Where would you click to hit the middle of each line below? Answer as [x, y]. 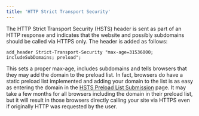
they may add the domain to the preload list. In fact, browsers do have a [95, 74]
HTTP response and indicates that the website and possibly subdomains [95, 35]
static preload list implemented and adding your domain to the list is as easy [99, 81]
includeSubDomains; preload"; [44, 57]
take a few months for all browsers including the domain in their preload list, [99, 93]
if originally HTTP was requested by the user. [62, 106]
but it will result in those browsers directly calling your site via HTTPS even [98, 100]
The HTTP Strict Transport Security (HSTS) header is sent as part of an [94, 29]
